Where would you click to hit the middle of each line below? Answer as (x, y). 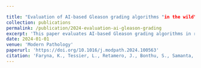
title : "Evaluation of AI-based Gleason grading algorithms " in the (93, 17)
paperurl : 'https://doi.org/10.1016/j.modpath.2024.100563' (83, 50)
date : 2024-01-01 (28, 39)
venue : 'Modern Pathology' (40, 45)
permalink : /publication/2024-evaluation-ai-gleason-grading (84, 28)
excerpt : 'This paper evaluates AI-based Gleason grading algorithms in (99, 33)
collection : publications (38, 22)
